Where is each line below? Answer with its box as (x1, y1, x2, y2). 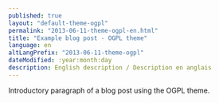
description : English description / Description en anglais (8, 64, 213, 72)
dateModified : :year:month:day (8, 57, 112, 65)
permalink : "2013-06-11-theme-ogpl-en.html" (8, 26, 158, 34)
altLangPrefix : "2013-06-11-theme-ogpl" (8, 49, 145, 57)
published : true (8, 11, 62, 20)
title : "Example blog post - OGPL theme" (8, 34, 148, 42)
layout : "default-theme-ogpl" (8, 19, 109, 27)
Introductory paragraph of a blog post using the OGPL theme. (8, 85, 210, 95)
